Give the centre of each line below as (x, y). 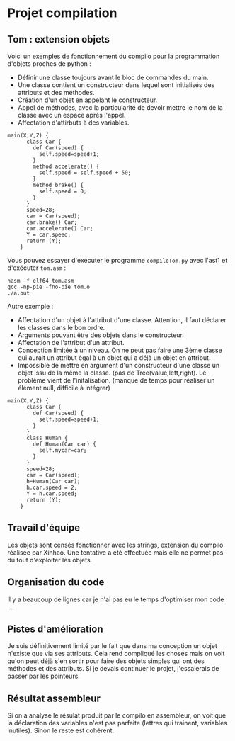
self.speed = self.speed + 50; (85, 173)
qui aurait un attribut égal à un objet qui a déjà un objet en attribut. (114, 358)
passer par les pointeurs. (44, 676)
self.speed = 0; (63, 191)
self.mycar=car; (63, 451)
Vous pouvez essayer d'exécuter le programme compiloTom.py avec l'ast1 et (117, 260)
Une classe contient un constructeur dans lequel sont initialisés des (116, 85)
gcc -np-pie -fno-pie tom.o (49, 287)
